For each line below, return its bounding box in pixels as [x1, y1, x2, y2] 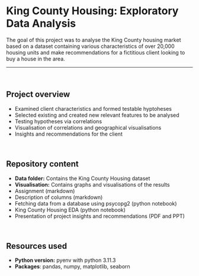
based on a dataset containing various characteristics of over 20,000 [6, 43, 175, 50]
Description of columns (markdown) [14, 194, 103, 201]
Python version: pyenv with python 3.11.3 [14, 256, 117, 264]
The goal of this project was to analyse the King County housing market [6, 36, 181, 43]
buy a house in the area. [6, 55, 65, 62]
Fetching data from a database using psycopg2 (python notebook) [14, 200, 177, 207]
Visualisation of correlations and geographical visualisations [14, 124, 162, 131]
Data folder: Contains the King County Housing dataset [14, 175, 150, 182]
